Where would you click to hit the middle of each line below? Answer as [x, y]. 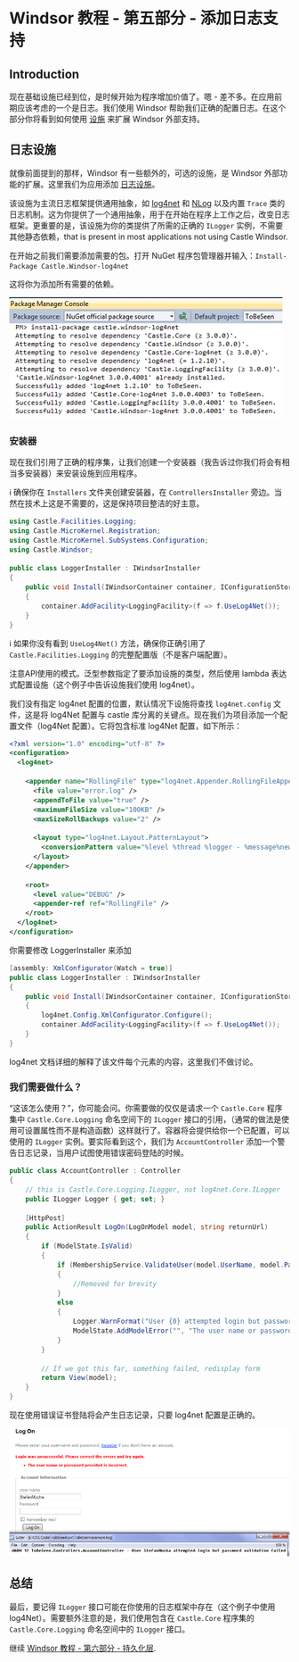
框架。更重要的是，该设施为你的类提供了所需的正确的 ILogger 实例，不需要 [146, 225]
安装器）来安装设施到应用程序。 [83, 473]
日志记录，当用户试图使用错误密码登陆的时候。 [102, 1153]
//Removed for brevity [115, 1284]
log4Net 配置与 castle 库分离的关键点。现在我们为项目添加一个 [165, 714]
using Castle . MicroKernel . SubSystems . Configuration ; [109, 540]
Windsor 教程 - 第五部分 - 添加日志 [136, 18]
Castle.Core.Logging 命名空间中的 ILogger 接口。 [99, 1629]
